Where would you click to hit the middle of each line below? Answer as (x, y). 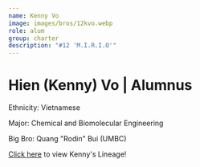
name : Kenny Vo (34, 16)
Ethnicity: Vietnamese (44, 108)
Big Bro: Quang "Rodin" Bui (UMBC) (67, 139)
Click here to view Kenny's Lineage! (67, 154)
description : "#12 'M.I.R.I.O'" (62, 46)
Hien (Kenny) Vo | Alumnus (100, 86)
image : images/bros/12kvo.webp (61, 23)
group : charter (34, 38)
